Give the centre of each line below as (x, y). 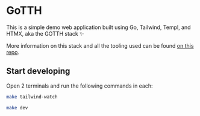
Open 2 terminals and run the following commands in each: (80, 86)
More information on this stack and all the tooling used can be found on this (100, 45)
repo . (13, 52)
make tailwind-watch (32, 97)
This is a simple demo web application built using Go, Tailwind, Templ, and (98, 27)
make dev (17, 108)
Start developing (38, 71)
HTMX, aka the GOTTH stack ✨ (45, 33)
